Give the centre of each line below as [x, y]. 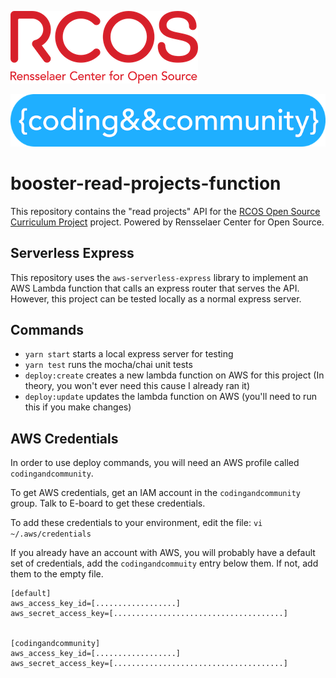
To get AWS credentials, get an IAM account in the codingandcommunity [155, 493]
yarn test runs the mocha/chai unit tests [108, 365]
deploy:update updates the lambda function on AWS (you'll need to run [170, 397]
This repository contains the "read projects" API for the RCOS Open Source [165, 211]
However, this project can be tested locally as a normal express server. [156, 298]
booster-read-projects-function [146, 183]
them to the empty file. [57, 574]
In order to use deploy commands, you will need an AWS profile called [155, 463]
